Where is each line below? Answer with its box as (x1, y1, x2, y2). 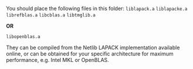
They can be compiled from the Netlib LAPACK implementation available (6, 44, 180, 51)
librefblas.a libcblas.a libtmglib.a (6, 12, 96, 18)
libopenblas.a (6, 34, 41, 40)
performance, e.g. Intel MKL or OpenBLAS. (6, 57, 109, 63)
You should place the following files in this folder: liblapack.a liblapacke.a (6, 5, 188, 12)
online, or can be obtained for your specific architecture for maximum (6, 50, 174, 57)
